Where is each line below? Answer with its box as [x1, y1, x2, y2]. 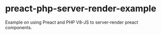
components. [5, 24, 32, 30]
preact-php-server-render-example [5, 3, 157, 14]
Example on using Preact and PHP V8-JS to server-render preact [5, 19, 138, 25]
